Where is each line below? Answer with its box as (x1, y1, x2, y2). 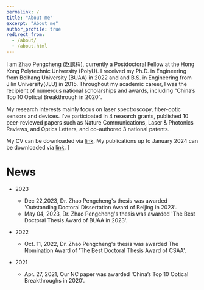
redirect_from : (6, 32, 45, 38)
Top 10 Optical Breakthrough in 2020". (6, 93, 102, 101)
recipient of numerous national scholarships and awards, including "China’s (6, 87, 195, 94)
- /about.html (12, 43, 47, 49)
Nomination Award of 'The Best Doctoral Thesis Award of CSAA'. (24, 247, 187, 254)
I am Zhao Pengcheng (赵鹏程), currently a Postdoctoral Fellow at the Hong (6, 60, 195, 68)
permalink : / (6, 9, 40, 15)
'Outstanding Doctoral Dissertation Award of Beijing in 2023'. (24, 203, 177, 211)
